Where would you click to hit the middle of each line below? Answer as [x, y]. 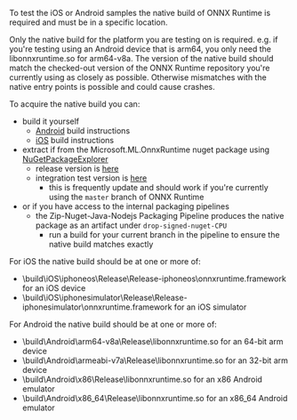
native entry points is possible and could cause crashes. [112, 87]
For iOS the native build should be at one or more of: [105, 261]
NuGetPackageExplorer [65, 159]
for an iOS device [54, 288]
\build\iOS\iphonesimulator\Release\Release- [105, 298]
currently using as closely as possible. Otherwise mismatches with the [138, 77]
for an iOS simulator [210, 307]
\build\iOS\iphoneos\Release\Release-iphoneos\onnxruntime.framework [154, 279]
